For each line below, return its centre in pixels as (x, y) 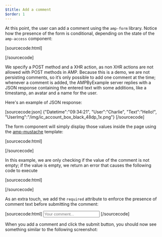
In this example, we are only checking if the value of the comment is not (77, 160)
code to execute (21, 170)
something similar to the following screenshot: (51, 229)
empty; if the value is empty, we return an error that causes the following (78, 165)
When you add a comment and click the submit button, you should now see (81, 224)
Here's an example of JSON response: (43, 102)
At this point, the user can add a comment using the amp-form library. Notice (81, 28)
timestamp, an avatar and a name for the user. (51, 93)
